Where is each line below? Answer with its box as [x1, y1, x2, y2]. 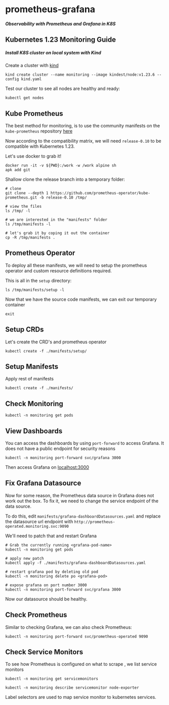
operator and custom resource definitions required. [5, 268, 112, 274]
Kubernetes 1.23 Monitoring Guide [5, 36, 116, 44]
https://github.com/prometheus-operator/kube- [50, 190, 151, 196]
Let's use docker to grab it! [5, 153, 62, 159]
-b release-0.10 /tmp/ [39, 195, 87, 200]
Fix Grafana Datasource [5, 479, 81, 488]
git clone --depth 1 [5, 190, 49, 196]
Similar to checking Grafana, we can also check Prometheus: [5, 624, 133, 630]
